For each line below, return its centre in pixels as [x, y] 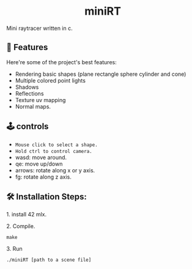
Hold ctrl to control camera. [54, 151]
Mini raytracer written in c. [39, 28]
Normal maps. [33, 106]
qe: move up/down [39, 164]
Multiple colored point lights [50, 80]
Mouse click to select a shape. [56, 145]
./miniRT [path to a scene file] [49, 260]
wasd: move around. [41, 157]
